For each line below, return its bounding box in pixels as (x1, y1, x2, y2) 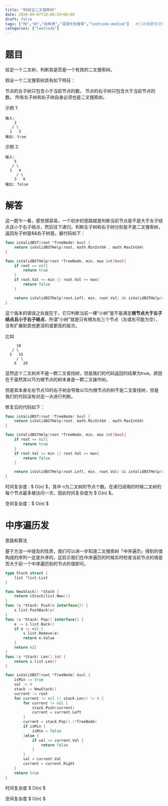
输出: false (5, 182, 28, 187)
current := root (14, 691, 48, 696)
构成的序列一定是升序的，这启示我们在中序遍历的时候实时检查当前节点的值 (5, 554, 158, 560)
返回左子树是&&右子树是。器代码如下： (5, 230, 86, 236)
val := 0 (14, 682, 32, 687)
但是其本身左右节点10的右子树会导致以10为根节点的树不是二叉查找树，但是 (5, 387, 159, 393)
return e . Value (23, 636, 55, 641)
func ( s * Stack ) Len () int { (5, 654, 66, 659)
